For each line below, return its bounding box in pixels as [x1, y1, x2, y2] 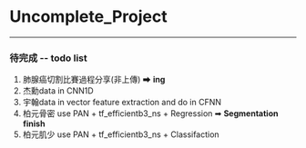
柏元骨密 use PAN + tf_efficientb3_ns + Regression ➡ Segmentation [22, 108, 279, 119]
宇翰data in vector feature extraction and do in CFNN [22, 97, 221, 108]
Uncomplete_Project [9, 6, 168, 27]
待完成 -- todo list [9, 52, 88, 64]
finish [22, 118, 46, 129]
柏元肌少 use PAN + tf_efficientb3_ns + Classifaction [22, 129, 220, 140]
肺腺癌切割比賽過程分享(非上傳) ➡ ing [22, 74, 166, 85]
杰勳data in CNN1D [22, 85, 94, 96]
